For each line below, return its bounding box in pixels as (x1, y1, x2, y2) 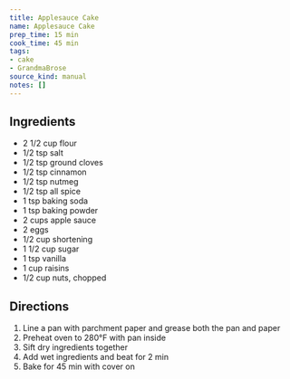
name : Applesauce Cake (9, 22, 95, 31)
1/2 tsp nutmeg (22, 176, 79, 187)
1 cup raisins (22, 263, 70, 274)
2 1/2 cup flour (22, 137, 77, 149)
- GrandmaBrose (9, 64, 67, 73)
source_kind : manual (9, 72, 88, 81)
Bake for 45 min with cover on (22, 361, 136, 372)
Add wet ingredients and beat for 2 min (22, 352, 169, 363)
